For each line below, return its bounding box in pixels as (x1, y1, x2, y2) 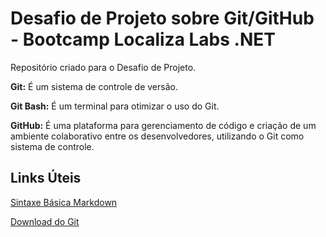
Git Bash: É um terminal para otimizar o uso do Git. (10, 100, 220, 112)
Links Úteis (10, 170, 82, 187)
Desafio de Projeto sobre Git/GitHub (10, 7, 315, 30)
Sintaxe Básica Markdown (10, 196, 118, 208)
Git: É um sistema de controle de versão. (10, 80, 178, 92)
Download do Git (10, 215, 80, 227)
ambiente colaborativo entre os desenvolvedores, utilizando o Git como (10, 130, 305, 142)
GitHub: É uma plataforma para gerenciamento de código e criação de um (10, 119, 317, 131)
